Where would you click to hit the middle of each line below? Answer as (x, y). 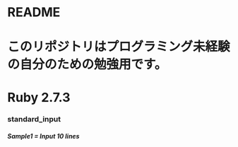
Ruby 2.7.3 (39, 97)
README (34, 12)
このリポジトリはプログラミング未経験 (119, 47)
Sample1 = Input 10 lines (43, 136)
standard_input (34, 119)
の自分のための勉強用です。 (87, 65)
